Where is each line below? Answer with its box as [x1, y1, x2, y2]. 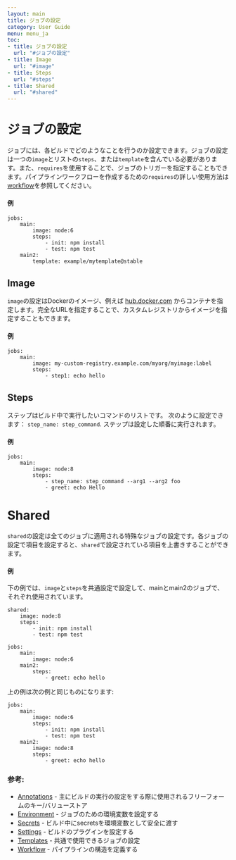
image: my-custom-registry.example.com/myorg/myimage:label [32, 360, 212, 367]
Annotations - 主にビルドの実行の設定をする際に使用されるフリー [17, 792, 206, 800]
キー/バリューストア [29, 801, 88, 809]
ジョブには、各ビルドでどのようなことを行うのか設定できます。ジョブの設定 [7, 146, 228, 155]
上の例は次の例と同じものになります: [7, 687, 114, 696]
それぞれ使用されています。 [7, 592, 87, 601]
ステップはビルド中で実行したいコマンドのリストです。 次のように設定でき [7, 411, 224, 420]
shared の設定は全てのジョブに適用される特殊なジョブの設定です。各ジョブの [7, 532, 229, 540]
